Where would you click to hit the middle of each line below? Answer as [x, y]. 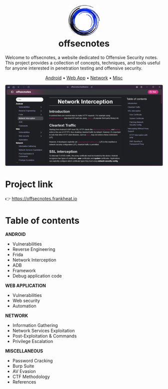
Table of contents [42, 221]
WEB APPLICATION [25, 286]
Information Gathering [35, 325]
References [24, 382]
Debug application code [37, 276]
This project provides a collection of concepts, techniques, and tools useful [83, 63]
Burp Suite [23, 366]
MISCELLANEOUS [24, 351]
